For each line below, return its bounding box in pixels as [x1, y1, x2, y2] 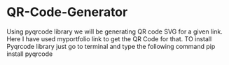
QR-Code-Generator [6, 4, 128, 20]
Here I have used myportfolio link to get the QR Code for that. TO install [6, 34, 212, 43]
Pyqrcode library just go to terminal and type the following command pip [6, 42, 216, 50]
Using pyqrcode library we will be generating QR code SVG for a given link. [6, 27, 223, 36]
